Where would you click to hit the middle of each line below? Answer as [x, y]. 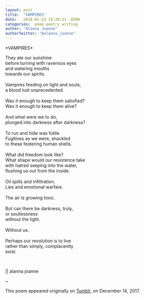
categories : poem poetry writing [42, 24]
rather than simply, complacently [39, 246]
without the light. [23, 219]
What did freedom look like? [34, 155]
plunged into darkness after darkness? [45, 122]
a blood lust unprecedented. [35, 90]
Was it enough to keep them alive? [41, 106]
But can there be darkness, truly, [39, 209]
